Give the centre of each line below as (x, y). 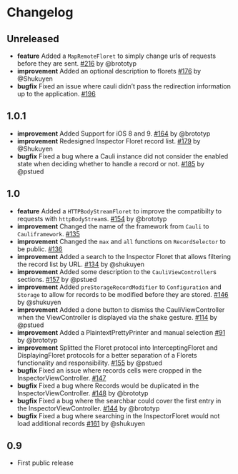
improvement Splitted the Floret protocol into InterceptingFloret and (117, 348)
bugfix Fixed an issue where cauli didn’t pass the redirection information (124, 86)
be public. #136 (40, 249)
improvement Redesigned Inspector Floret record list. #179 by (109, 141)
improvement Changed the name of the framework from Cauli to (113, 226)
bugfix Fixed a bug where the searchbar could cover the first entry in (119, 400)
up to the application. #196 (56, 94)
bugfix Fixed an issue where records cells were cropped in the (109, 370)
